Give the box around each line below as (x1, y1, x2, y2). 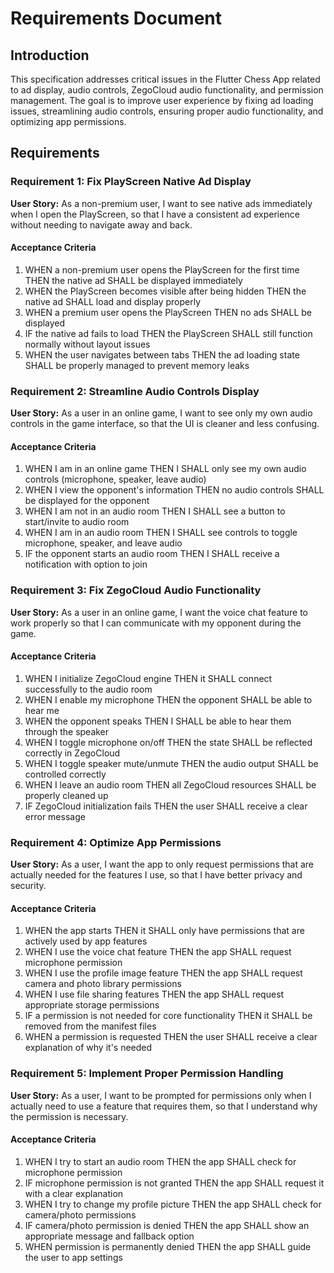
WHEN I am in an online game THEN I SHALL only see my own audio (24, 463, 307, 475)
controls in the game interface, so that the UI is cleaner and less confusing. (10, 418, 320, 430)
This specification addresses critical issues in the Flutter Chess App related (10, 73, 321, 85)
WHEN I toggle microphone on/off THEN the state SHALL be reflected (24, 736, 313, 748)
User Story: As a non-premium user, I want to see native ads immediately (10, 197, 313, 209)
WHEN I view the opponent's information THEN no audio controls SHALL (24, 484, 325, 496)
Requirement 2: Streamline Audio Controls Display (10, 384, 260, 398)
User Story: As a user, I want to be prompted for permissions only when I (10, 1089, 312, 1101)
